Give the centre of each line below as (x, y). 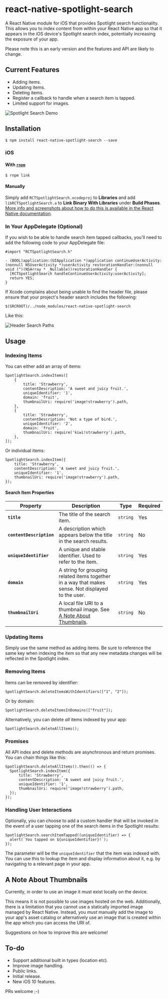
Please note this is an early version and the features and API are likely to (79, 49)
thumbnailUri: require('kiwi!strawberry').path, (75, 432)
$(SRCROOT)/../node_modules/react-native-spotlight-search (68, 307)
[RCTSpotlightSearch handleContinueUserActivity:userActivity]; (78, 274)
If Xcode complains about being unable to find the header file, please (76, 292)
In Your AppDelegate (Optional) (44, 226)
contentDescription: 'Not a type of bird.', (70, 419)
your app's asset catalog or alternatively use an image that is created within (83, 917)
